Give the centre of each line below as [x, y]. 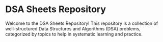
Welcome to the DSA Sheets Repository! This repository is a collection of [82, 23]
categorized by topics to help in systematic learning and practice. [74, 34]
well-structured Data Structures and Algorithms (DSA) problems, [73, 28]
